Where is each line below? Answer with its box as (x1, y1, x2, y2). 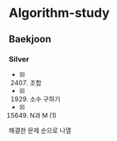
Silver (9, 54, 30, 64)
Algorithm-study (9, 5, 110, 21)
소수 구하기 (29, 94, 60, 103)
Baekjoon (9, 33, 52, 45)
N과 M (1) (29, 111, 57, 119)
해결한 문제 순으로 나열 (9, 125, 72, 135)
